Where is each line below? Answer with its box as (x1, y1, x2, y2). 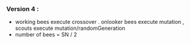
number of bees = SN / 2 (15, 31, 77, 38)
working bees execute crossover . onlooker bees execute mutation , (15, 19, 185, 26)
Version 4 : (6, 5, 39, 13)
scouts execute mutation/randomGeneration (15, 24, 125, 32)
